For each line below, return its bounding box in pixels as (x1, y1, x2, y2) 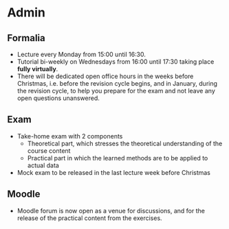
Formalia (7, 32, 46, 44)
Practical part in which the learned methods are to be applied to (27, 154, 208, 162)
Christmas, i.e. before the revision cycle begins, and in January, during (17, 80, 218, 87)
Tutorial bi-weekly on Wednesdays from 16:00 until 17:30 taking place (17, 58, 215, 66)
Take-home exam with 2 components (17, 132, 123, 140)
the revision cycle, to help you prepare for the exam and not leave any (17, 87, 215, 95)
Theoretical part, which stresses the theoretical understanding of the (27, 139, 223, 147)
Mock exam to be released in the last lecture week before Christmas (17, 168, 211, 176)
